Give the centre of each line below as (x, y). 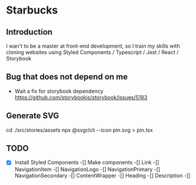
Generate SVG (33, 116)
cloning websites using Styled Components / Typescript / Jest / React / (92, 52)
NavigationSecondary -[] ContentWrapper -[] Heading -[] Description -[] (102, 175)
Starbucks (32, 10)
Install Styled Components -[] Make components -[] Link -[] (87, 163)
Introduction (29, 32)
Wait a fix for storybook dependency (59, 91)
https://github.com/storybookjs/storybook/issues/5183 (81, 97)
